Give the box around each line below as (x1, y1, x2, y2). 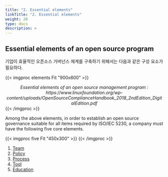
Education (12, 166, 34, 172)
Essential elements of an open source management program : (20, 84, 149, 90)
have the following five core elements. (5, 125, 84, 131)
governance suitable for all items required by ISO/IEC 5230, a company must (5, 120, 163, 126)
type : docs (5, 21, 28, 26)
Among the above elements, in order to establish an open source (5, 115, 139, 121)
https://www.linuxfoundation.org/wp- (46, 89, 123, 95)
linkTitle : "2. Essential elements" (5, 12, 82, 17)
